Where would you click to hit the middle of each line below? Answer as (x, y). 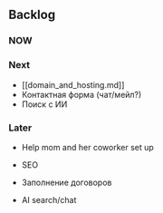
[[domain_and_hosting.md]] (73, 84)
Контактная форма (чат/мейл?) (81, 94)
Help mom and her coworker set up (88, 147)
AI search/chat (49, 199)
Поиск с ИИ (44, 104)
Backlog (32, 15)
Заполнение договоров (67, 182)
